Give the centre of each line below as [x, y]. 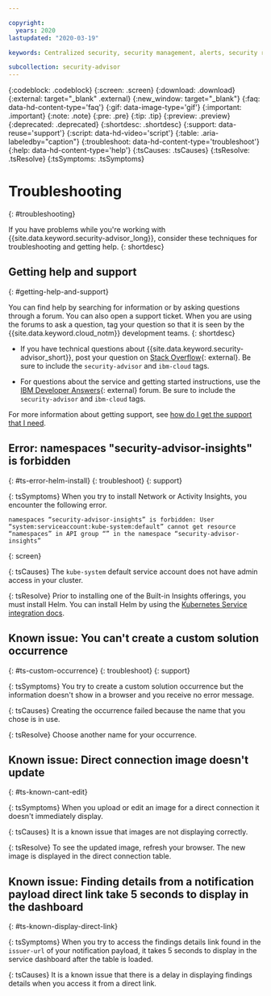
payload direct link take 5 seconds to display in [129, 894]
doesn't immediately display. [56, 817]
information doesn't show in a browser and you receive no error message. [131, 694]
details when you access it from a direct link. [83, 984]
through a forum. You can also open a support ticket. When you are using [130, 315]
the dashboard [46, 907]
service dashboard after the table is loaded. [81, 960]
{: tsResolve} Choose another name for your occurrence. [103, 734]
